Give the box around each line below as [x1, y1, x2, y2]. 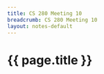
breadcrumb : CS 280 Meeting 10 [7, 16, 98, 23]
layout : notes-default [7, 23, 73, 29]
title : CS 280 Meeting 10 [7, 10, 82, 17]
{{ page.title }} [7, 52, 93, 68]
